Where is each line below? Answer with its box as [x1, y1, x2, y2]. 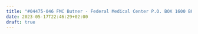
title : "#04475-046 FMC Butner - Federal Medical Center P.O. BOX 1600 [6, 8, 186, 14]
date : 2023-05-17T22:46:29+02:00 [6, 14, 88, 20]
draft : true [6, 19, 35, 25]
